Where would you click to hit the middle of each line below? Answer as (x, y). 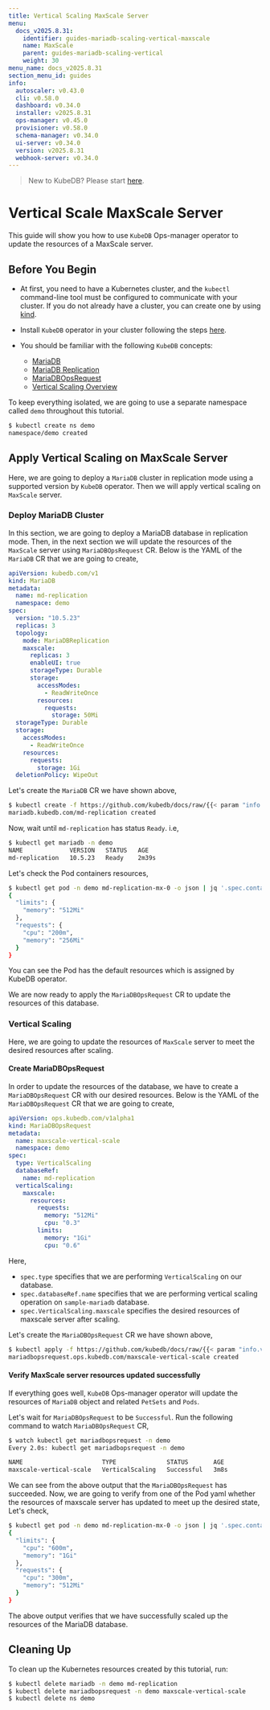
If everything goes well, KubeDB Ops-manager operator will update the (123, 1393)
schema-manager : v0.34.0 (57, 135)
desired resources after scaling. (61, 1050)
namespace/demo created (48, 433)
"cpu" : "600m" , (48, 1548)
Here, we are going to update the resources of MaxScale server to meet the (132, 1042)
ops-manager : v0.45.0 (52, 121)
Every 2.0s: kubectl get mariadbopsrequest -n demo (96, 1448)
